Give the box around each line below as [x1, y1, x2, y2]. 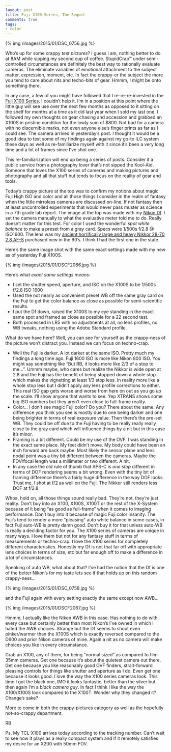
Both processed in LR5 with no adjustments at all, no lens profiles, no [12, 319, 158, 326]
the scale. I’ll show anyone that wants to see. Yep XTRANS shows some [12, 393, 163, 400]
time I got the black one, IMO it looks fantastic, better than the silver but [5, 679, 156, 685]
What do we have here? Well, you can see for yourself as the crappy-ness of [5, 335, 166, 341]
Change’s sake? [5, 695, 38, 701]
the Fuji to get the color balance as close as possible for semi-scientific [12, 298, 162, 304]
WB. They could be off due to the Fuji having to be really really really [12, 421, 156, 427]
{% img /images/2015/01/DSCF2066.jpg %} [5, 262, 97, 268]
